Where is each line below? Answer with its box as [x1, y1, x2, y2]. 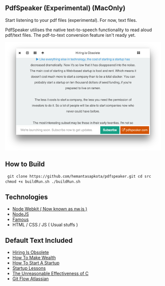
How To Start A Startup [12, 260, 60, 266]
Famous [12, 216, 29, 222]
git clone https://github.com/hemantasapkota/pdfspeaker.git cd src [7, 174, 152, 179]
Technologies [5, 193, 48, 201]
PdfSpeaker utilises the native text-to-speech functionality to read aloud [5, 27, 152, 33]
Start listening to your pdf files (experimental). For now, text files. [5, 17, 137, 23]
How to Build [5, 160, 45, 168]
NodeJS [12, 211, 29, 217]
